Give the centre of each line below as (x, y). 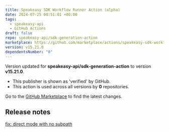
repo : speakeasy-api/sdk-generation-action (52, 38)
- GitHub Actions (28, 29)
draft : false (19, 33)
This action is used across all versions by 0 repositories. (71, 86)
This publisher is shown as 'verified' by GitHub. (61, 81)
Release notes (28, 112)
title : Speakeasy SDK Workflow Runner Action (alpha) (63, 10)
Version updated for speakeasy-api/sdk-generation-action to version (78, 66)
